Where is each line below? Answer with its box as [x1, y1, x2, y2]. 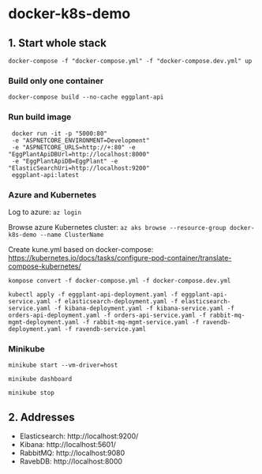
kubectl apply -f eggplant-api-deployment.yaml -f [8, 290, 178, 299]
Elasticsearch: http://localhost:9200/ [19, 431, 139, 441]
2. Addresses [8, 410, 75, 423]
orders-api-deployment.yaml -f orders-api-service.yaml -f [8, 311, 207, 319]
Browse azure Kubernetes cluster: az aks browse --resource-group [8, 222, 226, 231]
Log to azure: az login [8, 207, 81, 216]
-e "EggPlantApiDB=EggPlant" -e [11, 157, 118, 165]
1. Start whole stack [8, 36, 107, 50]
